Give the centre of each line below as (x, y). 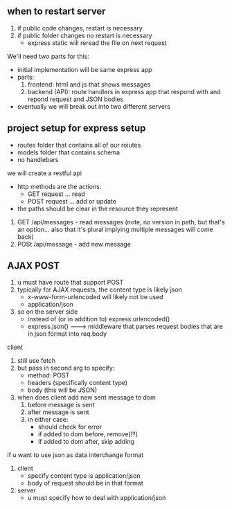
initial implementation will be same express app (84, 69)
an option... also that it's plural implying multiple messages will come (115, 229)
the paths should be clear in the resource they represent (98, 208)
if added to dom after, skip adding (86, 442)
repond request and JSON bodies (75, 99)
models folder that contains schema (68, 152)
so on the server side (47, 312)
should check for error (70, 427)
